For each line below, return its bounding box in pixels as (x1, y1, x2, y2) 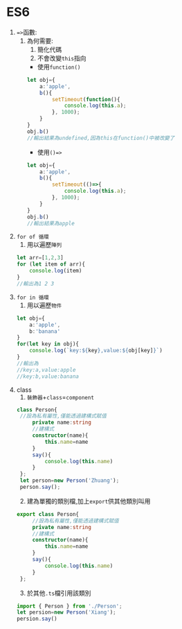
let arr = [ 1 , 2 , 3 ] (16, 255, 64, 261)
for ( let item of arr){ (16, 261, 86, 268)
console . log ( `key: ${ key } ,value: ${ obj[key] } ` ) (29, 347, 163, 354)
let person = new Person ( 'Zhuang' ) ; (19, 477, 120, 484)
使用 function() (37, 62, 81, 71)
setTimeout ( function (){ (51, 96, 120, 103)
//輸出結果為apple (26, 220, 75, 227)
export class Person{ (16, 510, 79, 517)
